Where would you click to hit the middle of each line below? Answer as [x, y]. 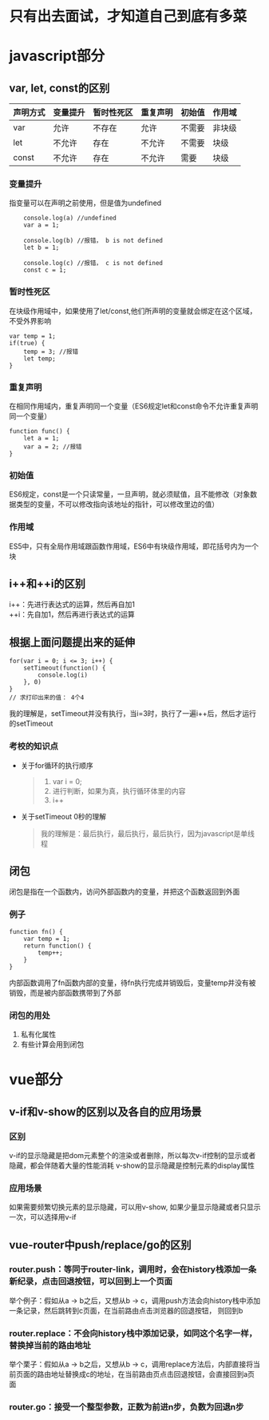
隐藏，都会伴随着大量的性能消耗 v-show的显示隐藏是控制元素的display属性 [132, 1165]
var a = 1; [42, 225]
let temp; [40, 358]
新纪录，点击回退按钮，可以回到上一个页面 [91, 1281]
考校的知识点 [34, 746]
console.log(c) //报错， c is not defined [93, 263]
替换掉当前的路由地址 [50, 1345]
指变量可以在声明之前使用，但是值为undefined [85, 203]
